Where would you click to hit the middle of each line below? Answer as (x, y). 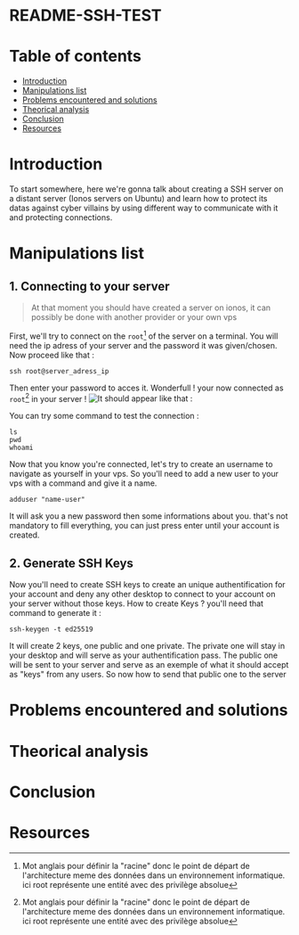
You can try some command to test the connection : (104, 416)
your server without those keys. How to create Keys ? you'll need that (137, 603)
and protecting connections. (61, 217)
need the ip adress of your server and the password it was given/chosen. (143, 345)
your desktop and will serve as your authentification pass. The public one (144, 655)
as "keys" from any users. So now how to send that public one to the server (148, 675)
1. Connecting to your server (90, 286)
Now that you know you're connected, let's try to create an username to (141, 464)
